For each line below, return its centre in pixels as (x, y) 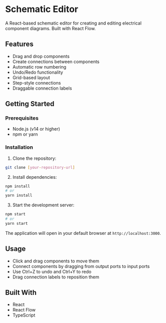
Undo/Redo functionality (38, 72)
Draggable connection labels (42, 88)
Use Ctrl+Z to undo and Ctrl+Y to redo (52, 271)
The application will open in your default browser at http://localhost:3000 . (83, 233)
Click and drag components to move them (56, 261)
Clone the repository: (34, 158)
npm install (18, 186)
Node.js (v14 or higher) (36, 129)
